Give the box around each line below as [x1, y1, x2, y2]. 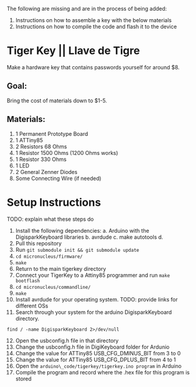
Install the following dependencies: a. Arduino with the [15, 227, 149, 234]
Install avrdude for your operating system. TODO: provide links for [15, 295, 178, 303]
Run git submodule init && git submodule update [15, 246, 139, 253]
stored [15, 375, 32, 382]
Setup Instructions [7, 196, 101, 209]
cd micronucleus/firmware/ [15, 254, 83, 260]
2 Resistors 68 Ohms [15, 143, 68, 150]
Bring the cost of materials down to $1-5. [7, 97, 107, 104]
